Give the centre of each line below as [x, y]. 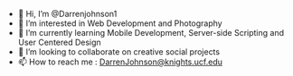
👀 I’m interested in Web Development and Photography [120, 23]
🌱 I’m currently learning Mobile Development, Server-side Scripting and [151, 33]
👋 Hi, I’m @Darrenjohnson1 [67, 14]
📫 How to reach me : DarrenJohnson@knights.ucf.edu [120, 62]
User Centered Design [59, 42]
